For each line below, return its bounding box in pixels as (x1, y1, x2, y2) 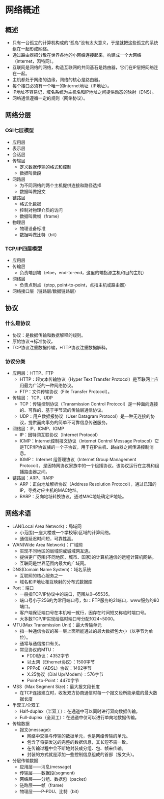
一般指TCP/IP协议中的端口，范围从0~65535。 (19, 591, 113, 597)
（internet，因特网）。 (12, 58, 56, 64)
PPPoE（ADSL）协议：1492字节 (27, 665, 92, 671)
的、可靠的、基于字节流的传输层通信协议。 (19, 407, 106, 413)
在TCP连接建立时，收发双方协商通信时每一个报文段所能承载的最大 (19, 690, 153, 695)
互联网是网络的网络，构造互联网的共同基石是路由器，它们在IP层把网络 (12, 65, 154, 70)
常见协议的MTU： (19, 647, 55, 653)
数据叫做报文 (19, 188, 46, 194)
